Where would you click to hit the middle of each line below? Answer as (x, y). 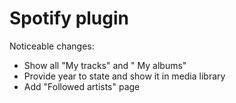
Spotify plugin (69, 18)
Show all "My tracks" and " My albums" (105, 65)
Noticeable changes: (52, 46)
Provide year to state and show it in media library (124, 76)
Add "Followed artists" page (82, 86)
